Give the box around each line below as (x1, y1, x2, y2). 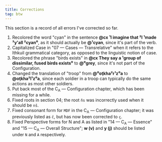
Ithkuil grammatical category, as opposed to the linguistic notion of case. (12, 49, 157, 56)
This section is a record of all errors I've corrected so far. (5, 25, 118, 31)
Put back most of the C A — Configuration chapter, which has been (12, 86, 145, 93)
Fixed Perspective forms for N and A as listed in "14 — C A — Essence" (12, 119, 152, 126)
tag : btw (5, 12, 23, 16)
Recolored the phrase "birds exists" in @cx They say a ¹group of (12, 55, 141, 61)
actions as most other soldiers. (12, 80, 74, 86)
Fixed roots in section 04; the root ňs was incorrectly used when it (12, 97, 144, 103)
